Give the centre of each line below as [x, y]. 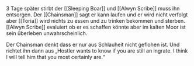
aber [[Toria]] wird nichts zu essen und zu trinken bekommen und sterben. [96, 21]
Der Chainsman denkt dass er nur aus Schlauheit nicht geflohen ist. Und [93, 44]
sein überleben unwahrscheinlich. [47, 33]
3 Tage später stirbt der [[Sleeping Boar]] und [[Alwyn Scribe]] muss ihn [93, 8]
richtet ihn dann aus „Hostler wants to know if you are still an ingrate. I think [97, 51]
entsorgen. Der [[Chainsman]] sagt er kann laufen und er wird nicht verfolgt [97, 15]
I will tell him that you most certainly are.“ [56, 57]
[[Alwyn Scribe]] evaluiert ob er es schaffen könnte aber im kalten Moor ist [96, 27]
